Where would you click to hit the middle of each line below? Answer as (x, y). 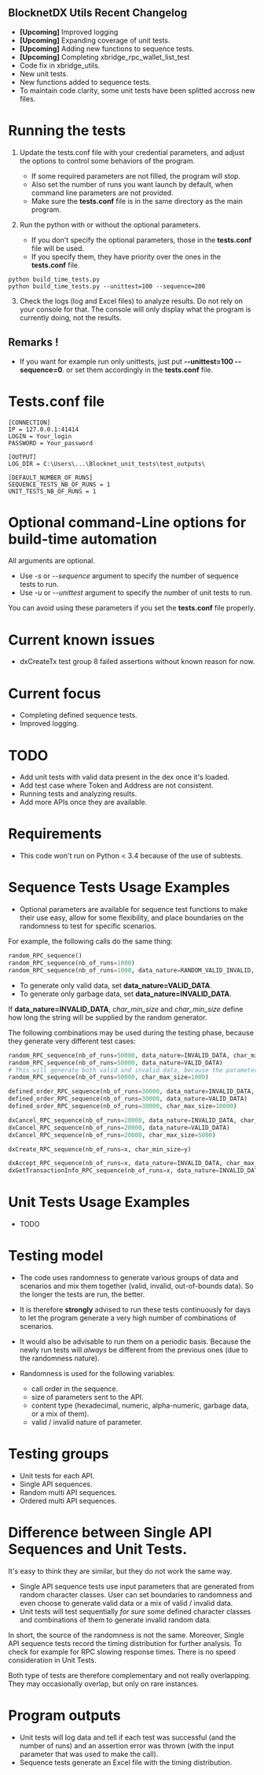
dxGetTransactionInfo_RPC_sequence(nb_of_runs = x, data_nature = (114, 1171)
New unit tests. (44, 73)
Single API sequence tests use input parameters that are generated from (137, 1586)
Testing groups (59, 1454)
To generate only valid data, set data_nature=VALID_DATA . (115, 985)
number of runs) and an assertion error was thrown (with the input (126, 1745)
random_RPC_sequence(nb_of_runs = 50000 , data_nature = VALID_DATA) (115, 1063)
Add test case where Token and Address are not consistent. (116, 785)
